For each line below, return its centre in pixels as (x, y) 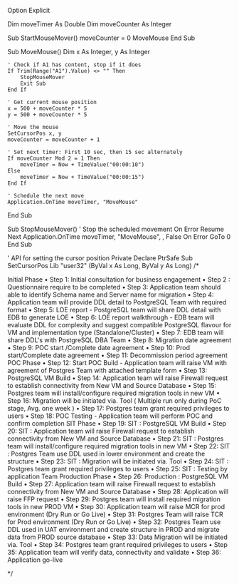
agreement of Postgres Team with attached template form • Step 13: (107, 370)
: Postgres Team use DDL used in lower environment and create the (106, 454)
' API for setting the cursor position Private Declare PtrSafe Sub (100, 258)
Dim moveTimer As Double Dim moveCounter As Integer (90, 24)
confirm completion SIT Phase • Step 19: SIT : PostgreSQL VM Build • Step (117, 423)
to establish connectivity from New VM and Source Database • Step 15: (112, 385)
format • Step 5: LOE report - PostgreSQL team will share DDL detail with (114, 310)
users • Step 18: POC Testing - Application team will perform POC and (110, 416)
